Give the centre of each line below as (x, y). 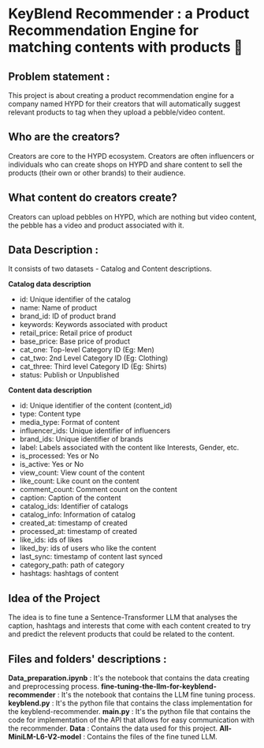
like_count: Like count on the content (79, 481)
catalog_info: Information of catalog (78, 515)
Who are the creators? (64, 137)
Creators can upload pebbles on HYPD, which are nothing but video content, (132, 216)
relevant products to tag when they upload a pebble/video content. (117, 112)
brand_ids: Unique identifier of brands (81, 439)
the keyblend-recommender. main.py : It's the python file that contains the (129, 712)
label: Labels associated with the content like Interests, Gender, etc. (129, 448)
